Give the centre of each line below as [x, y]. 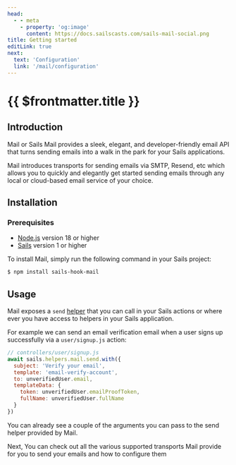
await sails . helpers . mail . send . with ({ [64, 359]
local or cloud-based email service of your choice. [80, 180]
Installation [32, 203]
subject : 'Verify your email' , [60, 366]
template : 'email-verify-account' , [66, 372]
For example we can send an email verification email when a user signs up [115, 332]
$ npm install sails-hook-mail [53, 272]
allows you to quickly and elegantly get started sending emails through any [116, 173]
